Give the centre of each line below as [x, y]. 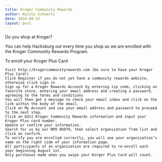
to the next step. [24, 112]
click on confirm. [24, 134]
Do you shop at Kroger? [29, 37]
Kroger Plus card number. [31, 121]
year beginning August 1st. [33, 151]
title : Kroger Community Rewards [39, 9]
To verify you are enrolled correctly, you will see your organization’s [81, 138]
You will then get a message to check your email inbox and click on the [81, 100]
